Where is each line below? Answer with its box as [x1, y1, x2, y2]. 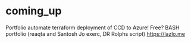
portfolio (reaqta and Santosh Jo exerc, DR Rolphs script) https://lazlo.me [5, 30, 186, 37]
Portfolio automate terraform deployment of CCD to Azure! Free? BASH [5, 24, 180, 31]
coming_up [5, 4, 62, 18]
